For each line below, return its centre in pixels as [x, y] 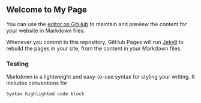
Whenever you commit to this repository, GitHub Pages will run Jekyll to [95, 42]
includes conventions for [37, 83]
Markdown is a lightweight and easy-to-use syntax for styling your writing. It [100, 77]
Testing [17, 64]
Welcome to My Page [46, 10]
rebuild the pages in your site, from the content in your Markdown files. [94, 48]
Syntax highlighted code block [45, 94]
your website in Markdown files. [46, 30]
